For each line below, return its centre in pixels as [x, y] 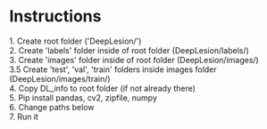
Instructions [55, 16]
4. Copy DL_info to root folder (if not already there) [103, 88]
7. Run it [24, 117]
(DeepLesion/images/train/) [60, 78]
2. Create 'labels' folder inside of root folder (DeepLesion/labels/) [129, 50]
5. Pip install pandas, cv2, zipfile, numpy [83, 97]
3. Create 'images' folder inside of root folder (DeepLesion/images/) [134, 60]
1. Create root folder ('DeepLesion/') [75, 41]
